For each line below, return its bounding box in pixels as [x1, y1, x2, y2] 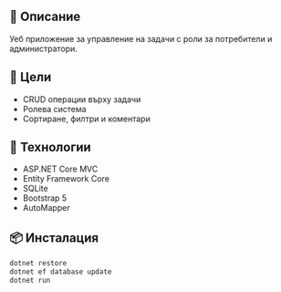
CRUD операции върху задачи [22, 93, 141, 105]
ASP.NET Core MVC [22, 163, 99, 174]
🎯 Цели [9, 69, 52, 85]
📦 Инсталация [9, 230, 99, 245]
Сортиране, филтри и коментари [22, 113, 151, 124]
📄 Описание [9, 9, 81, 25]
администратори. [9, 43, 78, 54]
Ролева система [22, 103, 87, 114]
